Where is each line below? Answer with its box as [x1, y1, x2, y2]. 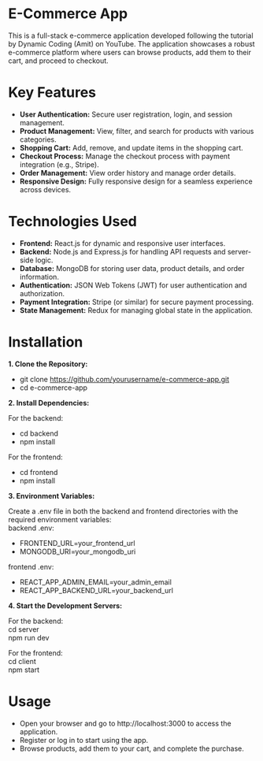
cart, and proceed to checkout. [8, 56, 109, 65]
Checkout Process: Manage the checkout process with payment [19, 151, 231, 161]
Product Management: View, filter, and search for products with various [19, 126, 254, 135]
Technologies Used [8, 213, 138, 231]
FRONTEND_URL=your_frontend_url [19, 538, 135, 548]
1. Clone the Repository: [8, 359, 88, 369]
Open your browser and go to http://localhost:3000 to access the [19, 718, 232, 728]
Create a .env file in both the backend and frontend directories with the [8, 506, 239, 516]
